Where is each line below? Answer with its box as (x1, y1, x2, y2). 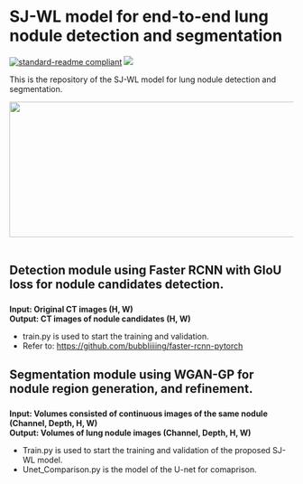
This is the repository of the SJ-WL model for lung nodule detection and (9, 74, 277, 85)
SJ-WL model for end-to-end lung (9, 6, 269, 27)
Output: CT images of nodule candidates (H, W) (9, 313, 191, 324)
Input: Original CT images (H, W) (9, 304, 133, 315)
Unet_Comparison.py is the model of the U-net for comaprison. (22, 463, 257, 475)
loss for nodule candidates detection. (9, 277, 225, 293)
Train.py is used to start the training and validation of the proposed (22, 444, 271, 455)
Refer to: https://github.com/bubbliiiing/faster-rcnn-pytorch (22, 340, 243, 351)
